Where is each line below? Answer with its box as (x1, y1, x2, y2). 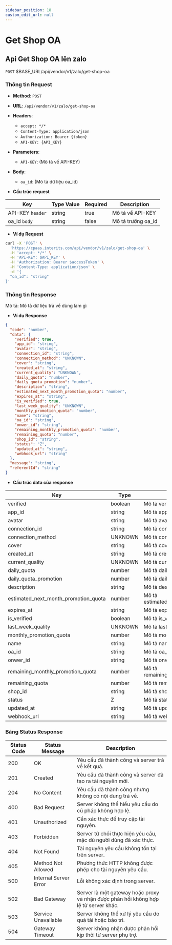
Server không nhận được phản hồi (76, 925, 159, 932)
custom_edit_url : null (5, 12, 54, 17)
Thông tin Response (5, 291, 56, 298)
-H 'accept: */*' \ (10, 250, 52, 255)
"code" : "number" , (10, 327, 50, 332)
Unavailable (34, 917, 62, 924)
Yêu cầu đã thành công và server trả (76, 756, 164, 764)
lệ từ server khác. (76, 902, 119, 909)
